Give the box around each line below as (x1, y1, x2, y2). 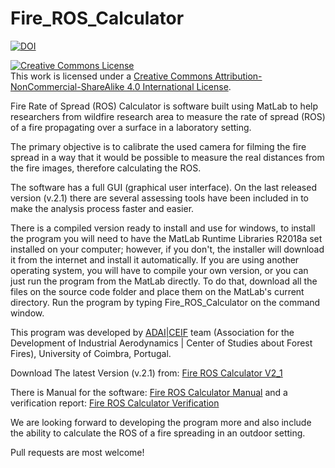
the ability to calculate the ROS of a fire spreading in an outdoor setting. (10, 427, 306, 439)
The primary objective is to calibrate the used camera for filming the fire (10, 140, 307, 152)
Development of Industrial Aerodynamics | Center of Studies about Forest (10, 337, 313, 349)
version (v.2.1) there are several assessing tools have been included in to (10, 192, 310, 204)
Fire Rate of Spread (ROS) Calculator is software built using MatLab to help (10, 100, 319, 112)
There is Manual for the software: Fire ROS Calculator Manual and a (10, 386, 288, 398)
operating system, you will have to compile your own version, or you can (10, 264, 309, 276)
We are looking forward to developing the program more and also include (10, 416, 312, 428)
